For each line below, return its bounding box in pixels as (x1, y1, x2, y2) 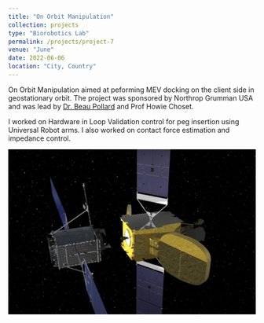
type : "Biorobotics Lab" (8, 29, 90, 37)
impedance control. (8, 134, 71, 143)
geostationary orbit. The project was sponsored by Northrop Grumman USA (8, 93, 254, 102)
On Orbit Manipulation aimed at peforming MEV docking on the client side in (8, 85, 255, 94)
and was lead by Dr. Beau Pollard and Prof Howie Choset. (8, 101, 194, 111)
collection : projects (8, 20, 79, 29)
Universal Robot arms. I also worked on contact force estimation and (8, 125, 230, 134)
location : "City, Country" (8, 63, 97, 71)
